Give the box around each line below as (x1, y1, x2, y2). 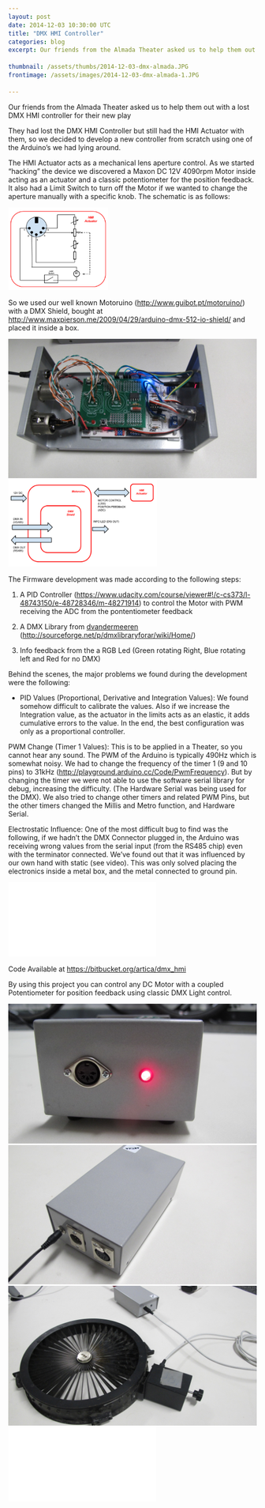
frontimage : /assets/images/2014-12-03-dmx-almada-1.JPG (8, 71, 200, 79)
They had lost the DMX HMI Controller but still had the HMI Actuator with (8, 126, 244, 135)
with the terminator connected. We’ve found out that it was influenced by (8, 850, 246, 859)
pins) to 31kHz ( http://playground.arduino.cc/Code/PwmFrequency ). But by (8, 767, 252, 777)
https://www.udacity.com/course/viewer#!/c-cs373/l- (76, 590, 251, 600)
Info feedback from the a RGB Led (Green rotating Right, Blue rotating (19, 646, 246, 655)
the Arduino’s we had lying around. (8, 142, 121, 152)
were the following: (8, 678, 71, 688)
